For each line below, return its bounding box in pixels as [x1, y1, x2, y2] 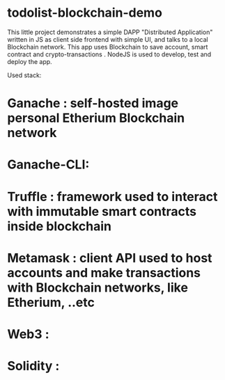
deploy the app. [7, 57, 52, 65]
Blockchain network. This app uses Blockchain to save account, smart [7, 42, 208, 51]
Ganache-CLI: [7, 157, 90, 173]
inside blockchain [7, 218, 111, 234]
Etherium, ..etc [7, 294, 95, 310]
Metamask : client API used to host [7, 250, 212, 266]
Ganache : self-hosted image [7, 95, 179, 111]
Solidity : [7, 358, 60, 374]
